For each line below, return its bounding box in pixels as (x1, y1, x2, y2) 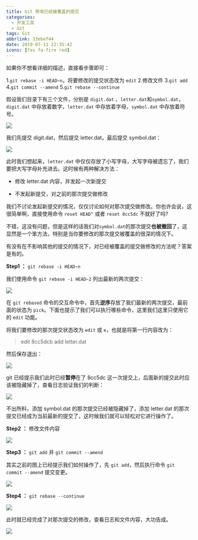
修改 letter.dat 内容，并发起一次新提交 (14, 177, 107, 185)
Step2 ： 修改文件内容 (6, 425, 60, 432)
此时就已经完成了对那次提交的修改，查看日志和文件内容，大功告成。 (6, 516, 171, 523)
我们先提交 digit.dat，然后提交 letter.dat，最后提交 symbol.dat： (6, 134, 161, 141)
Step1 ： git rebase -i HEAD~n (6, 263, 81, 270)
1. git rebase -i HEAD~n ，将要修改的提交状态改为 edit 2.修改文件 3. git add (6, 76, 188, 83)
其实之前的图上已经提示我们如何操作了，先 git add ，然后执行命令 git (6, 461, 175, 468)
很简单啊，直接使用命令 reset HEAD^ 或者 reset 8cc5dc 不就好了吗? (6, 210, 169, 217)
